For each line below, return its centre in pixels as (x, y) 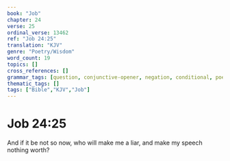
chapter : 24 (24, 20)
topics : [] (23, 64)
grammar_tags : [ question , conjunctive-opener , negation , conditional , (110, 77)
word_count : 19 (29, 58)
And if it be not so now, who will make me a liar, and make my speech (105, 143)
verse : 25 (21, 26)
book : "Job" (24, 13)
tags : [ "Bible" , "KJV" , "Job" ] (49, 90)
